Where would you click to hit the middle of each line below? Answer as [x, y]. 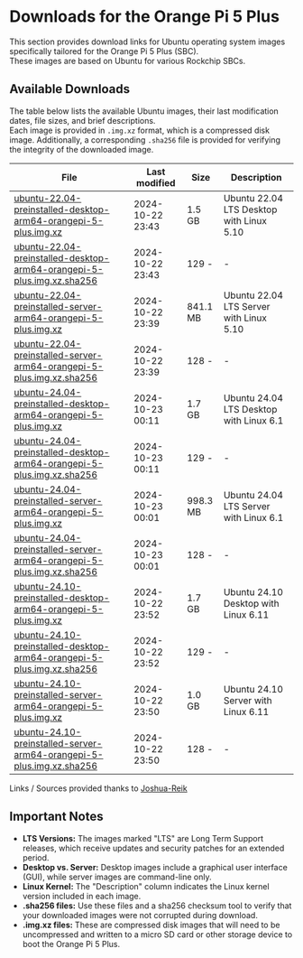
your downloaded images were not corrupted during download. [140, 915]
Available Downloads [70, 89]
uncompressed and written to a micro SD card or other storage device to [157, 934]
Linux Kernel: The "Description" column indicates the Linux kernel [146, 886]
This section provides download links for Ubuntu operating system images [147, 42]
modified [156, 182]
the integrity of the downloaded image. [82, 149]
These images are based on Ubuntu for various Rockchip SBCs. [128, 60]
